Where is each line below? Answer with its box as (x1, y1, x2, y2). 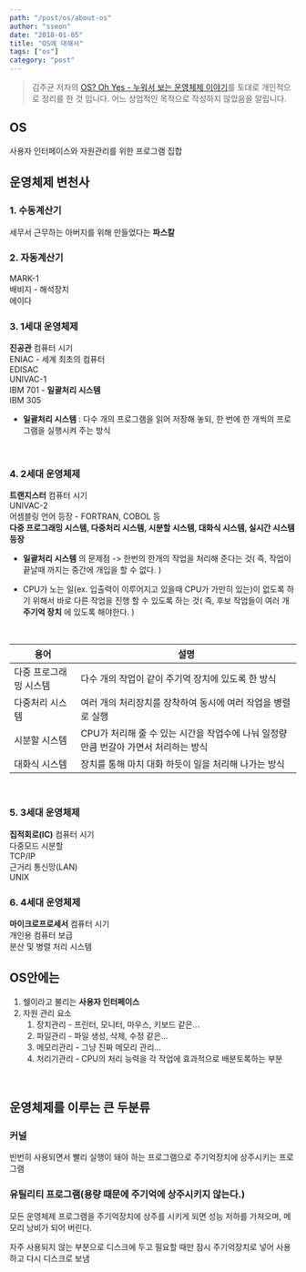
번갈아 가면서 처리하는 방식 (99, 741, 209, 754)
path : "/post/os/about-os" (9, 13, 112, 23)
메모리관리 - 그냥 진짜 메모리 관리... (36, 1042, 162, 1053)
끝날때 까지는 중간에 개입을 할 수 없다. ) (22, 565, 162, 575)
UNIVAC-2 (9, 500, 48, 511)
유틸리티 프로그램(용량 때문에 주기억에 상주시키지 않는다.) (9, 1188, 246, 1201)
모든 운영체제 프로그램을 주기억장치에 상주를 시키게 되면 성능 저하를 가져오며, (9, 1210, 282, 1221)
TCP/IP (9, 850, 36, 861)
